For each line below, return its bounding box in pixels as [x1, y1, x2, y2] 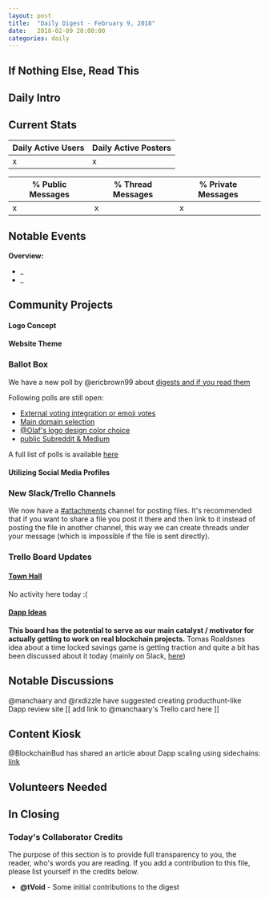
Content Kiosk [8, 727, 82, 740]
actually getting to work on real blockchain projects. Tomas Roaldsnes [8, 634, 246, 643]
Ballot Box [8, 359, 49, 370]
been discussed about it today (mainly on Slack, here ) [8, 651, 186, 660]
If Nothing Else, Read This [8, 63, 140, 77]
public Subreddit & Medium [19, 434, 110, 444]
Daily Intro [8, 91, 62, 105]
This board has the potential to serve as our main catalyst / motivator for [8, 625, 255, 634]
